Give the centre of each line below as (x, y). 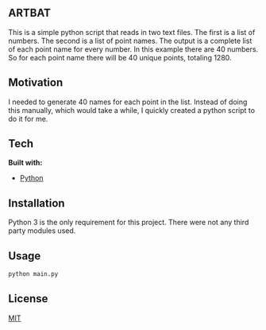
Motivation (36, 83)
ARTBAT (30, 13)
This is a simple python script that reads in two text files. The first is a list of (132, 32)
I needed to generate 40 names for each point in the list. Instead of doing (128, 102)
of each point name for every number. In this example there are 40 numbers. (133, 49)
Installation (37, 203)
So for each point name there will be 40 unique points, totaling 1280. (120, 57)
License (28, 299)
